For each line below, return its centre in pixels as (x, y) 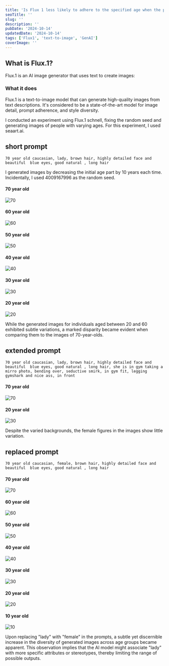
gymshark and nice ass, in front (40, 375)
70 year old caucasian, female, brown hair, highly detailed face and (81, 463)
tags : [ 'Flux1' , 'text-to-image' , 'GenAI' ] (52, 38)
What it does (21, 88)
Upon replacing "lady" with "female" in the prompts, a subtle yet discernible (84, 637)
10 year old (17, 616)
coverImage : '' (21, 43)
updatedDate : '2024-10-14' (33, 33)
